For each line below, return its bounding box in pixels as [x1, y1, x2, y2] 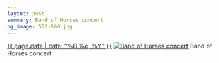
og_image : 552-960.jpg [7, 23, 73, 30]
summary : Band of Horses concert [7, 17, 104, 24]
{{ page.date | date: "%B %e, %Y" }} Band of [7, 42, 213, 51]
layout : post [7, 10, 45, 17]
